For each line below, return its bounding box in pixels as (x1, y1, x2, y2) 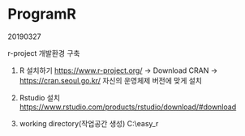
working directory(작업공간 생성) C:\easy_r (19, 118, 159, 128)
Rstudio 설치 (19, 92, 61, 102)
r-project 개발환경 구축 (7, 48, 80, 57)
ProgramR (7, 5, 76, 23)
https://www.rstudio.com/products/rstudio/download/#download (19, 102, 237, 112)
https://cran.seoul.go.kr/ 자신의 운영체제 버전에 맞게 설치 (19, 75, 202, 85)
